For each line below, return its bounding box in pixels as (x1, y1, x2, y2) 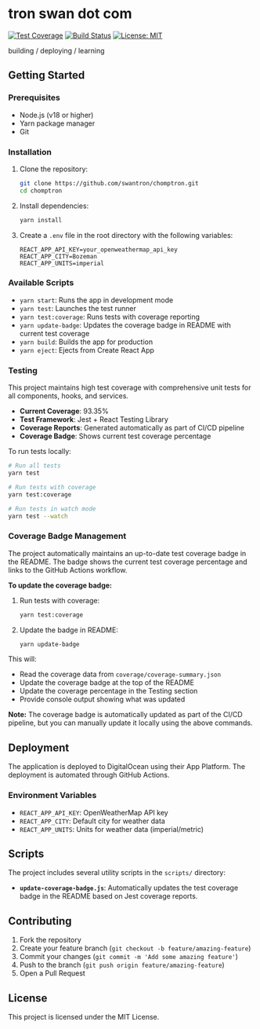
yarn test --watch (8, 512, 68, 520)
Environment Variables (8, 790, 97, 801)
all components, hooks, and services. (8, 391, 129, 401)
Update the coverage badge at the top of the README (19, 678, 194, 687)
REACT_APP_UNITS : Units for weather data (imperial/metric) (19, 824, 204, 833)
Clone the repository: (19, 164, 88, 174)
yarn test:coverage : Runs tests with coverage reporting (19, 312, 200, 321)
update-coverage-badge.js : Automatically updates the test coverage (19, 883, 239, 892)
